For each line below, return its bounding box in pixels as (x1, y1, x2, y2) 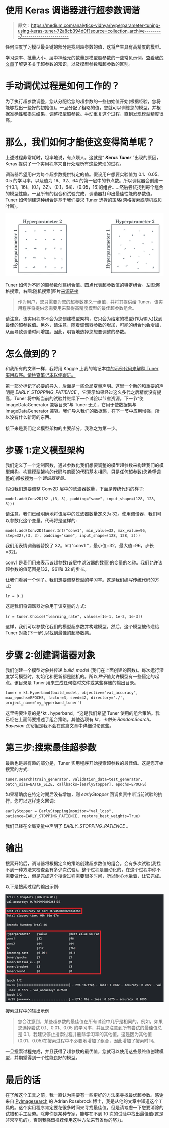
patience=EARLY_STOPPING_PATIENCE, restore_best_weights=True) (5, 814, 141, 819)
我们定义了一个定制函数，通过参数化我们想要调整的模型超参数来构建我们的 (5, 462, 159, 468)
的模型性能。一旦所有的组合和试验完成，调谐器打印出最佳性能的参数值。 (5, 190, 155, 196)
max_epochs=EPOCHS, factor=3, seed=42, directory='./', (5, 695, 125, 700)
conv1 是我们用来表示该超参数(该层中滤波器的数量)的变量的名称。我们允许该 (5, 559, 163, 566)
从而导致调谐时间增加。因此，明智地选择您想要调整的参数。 (5, 328, 129, 335)
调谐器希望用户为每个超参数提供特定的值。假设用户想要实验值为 (5, 171, 137, 177)
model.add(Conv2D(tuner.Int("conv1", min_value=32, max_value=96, (5, 528, 147, 533)
